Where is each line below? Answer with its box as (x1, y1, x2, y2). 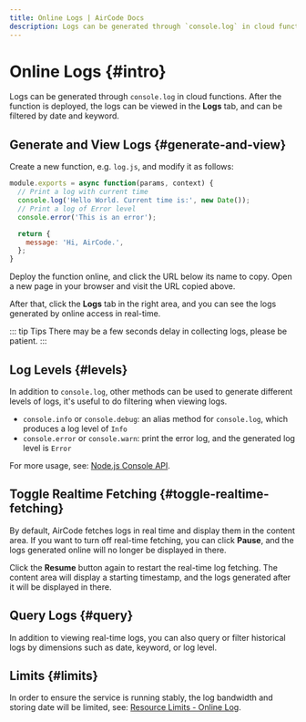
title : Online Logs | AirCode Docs (9, 13, 145, 23)
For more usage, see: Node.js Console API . (9, 459, 171, 470)
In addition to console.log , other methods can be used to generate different (9, 386, 293, 397)
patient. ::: (9, 335, 47, 346)
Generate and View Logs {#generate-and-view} (9, 137, 287, 152)
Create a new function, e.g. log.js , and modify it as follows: (9, 161, 234, 172)
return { (17, 229, 51, 238)
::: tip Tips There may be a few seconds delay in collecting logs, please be (9, 325, 288, 337)
